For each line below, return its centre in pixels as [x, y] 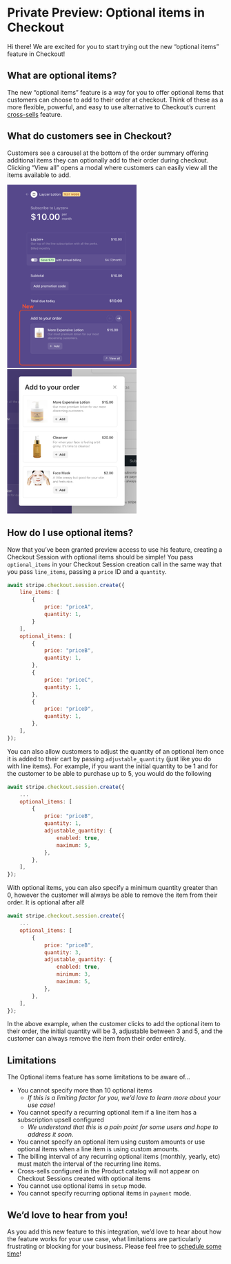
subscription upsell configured [61, 1120]
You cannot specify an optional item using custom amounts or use [111, 1142]
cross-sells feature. [35, 114]
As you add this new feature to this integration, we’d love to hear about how [114, 1232]
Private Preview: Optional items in [106, 13]
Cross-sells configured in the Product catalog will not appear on [108, 1171]
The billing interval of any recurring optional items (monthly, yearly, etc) [119, 1157]
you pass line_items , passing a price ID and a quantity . [87, 571]
